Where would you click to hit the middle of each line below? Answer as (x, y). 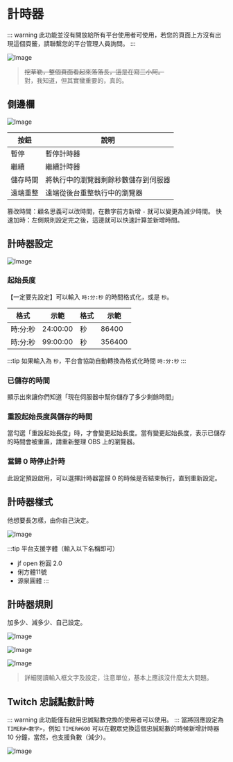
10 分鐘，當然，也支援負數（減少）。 (58, 737)
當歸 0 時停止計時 (36, 462)
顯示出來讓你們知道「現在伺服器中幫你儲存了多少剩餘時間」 (92, 397)
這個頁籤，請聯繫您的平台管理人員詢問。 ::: (75, 43)
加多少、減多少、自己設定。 (47, 622)
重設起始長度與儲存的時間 (50, 416)
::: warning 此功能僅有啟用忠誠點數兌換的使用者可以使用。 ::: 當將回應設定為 (115, 720)
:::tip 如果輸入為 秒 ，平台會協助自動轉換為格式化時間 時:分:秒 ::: (97, 360)
